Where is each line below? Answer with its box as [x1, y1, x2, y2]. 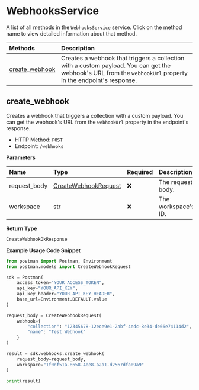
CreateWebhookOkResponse [6, 236, 68, 242]
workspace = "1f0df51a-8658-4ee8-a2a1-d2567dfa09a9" [17, 362, 145, 368]
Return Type [6, 225, 37, 232]
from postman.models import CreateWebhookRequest [6, 263, 131, 270]
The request [159, 178, 192, 186]
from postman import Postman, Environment [6, 258, 113, 264]
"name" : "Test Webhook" [27, 329, 86, 335]
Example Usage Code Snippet [6, 247, 81, 254]
